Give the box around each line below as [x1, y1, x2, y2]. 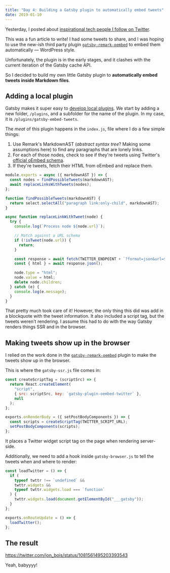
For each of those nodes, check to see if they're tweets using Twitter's [12, 152, 160, 158]
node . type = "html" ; [14, 270, 58, 276]
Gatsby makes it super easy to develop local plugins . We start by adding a [5, 105, 159, 112]
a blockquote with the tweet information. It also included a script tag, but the [5, 313, 164, 319]
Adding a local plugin [5, 92, 73, 100]
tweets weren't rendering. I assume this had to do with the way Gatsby [5, 318, 153, 325]
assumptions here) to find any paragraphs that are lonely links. [12, 147, 143, 153]
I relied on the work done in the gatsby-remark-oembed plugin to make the [5, 352, 157, 358]
